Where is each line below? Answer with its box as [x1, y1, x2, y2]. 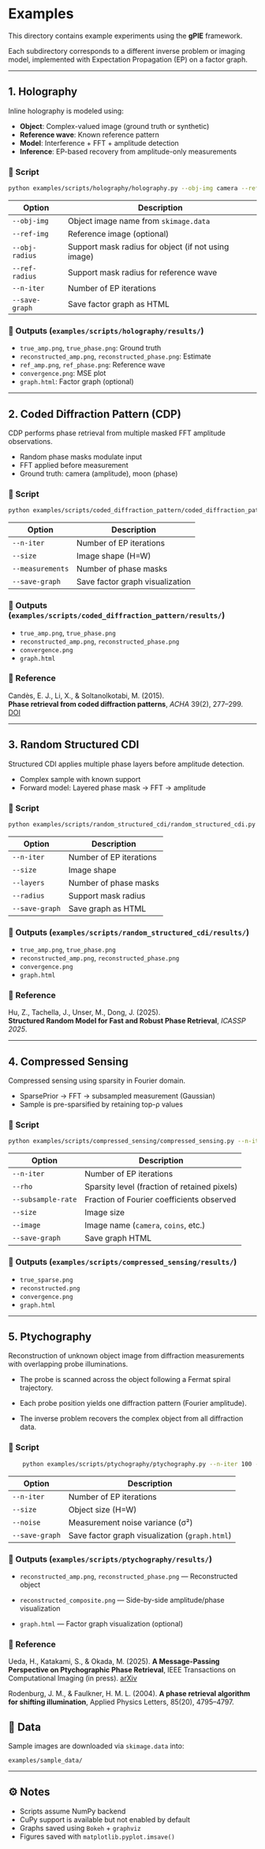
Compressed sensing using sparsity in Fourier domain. [8, 1076, 185, 1085]
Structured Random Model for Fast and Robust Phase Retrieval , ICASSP [8, 1016, 246, 1026]
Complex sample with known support [19, 774, 141, 784]
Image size [84, 1207, 125, 1218]
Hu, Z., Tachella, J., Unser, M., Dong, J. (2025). [8, 1008, 161, 1017]
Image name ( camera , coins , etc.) [84, 1220, 206, 1231]
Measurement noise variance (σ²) [68, 1517, 193, 1528]
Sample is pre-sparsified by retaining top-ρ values [19, 1099, 184, 1109]
